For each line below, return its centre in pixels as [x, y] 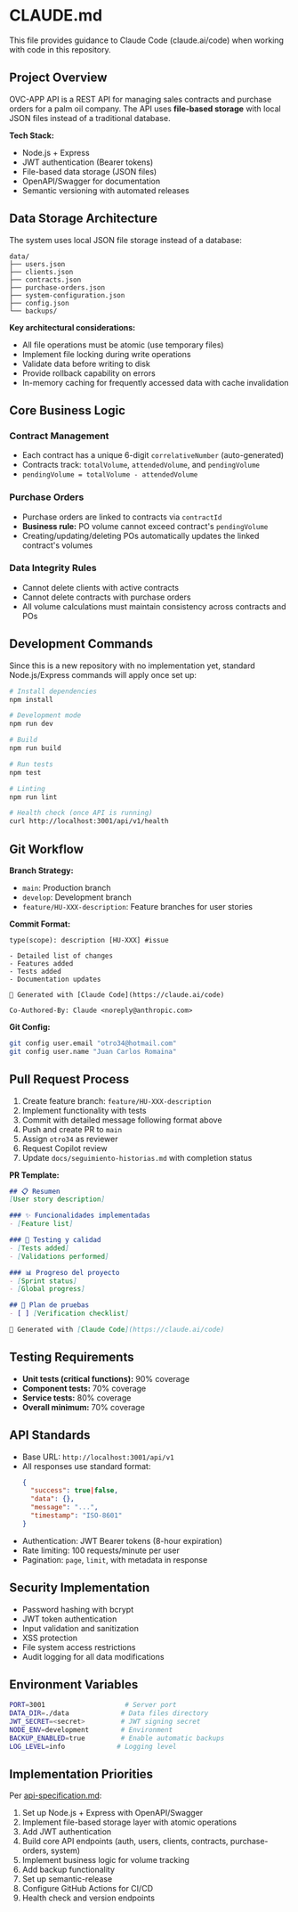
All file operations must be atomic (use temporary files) [123, 345]
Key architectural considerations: [72, 327]
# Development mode [45, 715]
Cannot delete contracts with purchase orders [106, 597]
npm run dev [31, 724]
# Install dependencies [53, 691]
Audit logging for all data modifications [93, 1656]
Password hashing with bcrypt [78, 1609]
